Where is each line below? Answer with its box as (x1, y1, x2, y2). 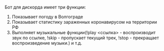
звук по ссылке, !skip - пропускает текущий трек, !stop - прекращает (11, 35, 160, 41)
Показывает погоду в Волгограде (11, 14, 83, 19)
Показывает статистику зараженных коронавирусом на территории (11, 19, 158, 25)
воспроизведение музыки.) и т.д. (11, 40, 82, 46)
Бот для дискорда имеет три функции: (4, 4, 86, 10)
